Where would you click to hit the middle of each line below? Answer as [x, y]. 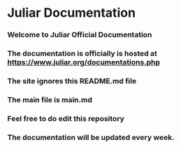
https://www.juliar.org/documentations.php [84, 62]
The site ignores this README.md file [72, 80]
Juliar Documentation [72, 13]
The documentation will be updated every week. [91, 137]
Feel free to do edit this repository [66, 118]
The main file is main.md [50, 99]
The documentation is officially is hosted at [82, 54]
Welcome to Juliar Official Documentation [80, 35]
